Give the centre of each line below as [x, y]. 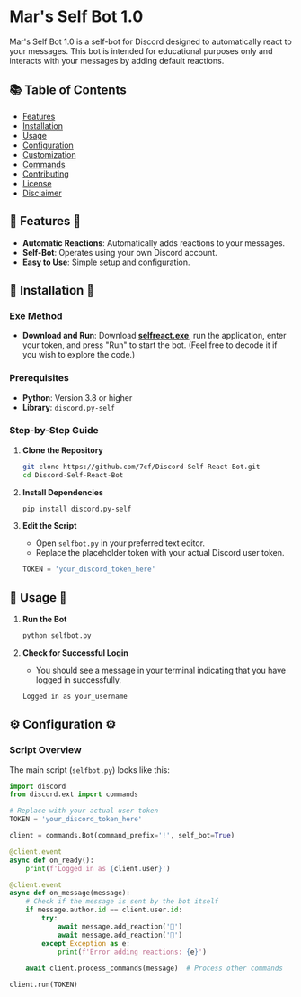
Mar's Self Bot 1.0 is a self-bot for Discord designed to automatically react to [150, 41]
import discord [38, 786]
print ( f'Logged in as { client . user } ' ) [98, 868]
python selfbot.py [57, 636]
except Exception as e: [86, 943]
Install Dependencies [62, 492]
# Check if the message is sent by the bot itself [122, 902]
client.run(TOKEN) [44, 985]
